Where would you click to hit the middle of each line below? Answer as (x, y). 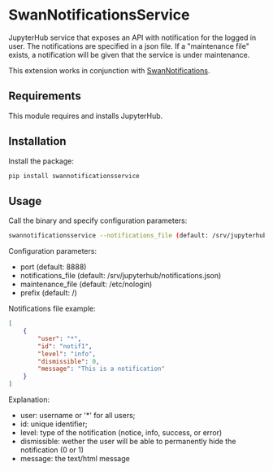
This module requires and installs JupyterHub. (86, 116)
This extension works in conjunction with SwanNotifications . (109, 70)
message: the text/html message (75, 458)
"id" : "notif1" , (65, 346)
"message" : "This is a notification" (101, 369)
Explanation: (29, 399)
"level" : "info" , (67, 354)
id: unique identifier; (54, 424)
